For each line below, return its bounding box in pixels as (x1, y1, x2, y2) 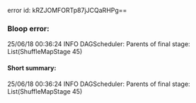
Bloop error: (7, 23, 50, 33)
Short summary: (7, 63, 57, 72)
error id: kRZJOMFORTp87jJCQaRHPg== (7, 6, 127, 14)
